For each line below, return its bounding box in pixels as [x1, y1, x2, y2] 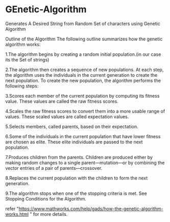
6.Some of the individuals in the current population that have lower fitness [5, 133, 161, 139]
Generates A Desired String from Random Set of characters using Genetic [5, 20, 161, 27]
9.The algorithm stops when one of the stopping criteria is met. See [5, 190, 147, 196]
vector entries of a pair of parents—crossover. [5, 165, 103, 171]
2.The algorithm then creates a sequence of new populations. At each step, [5, 66, 164, 73]
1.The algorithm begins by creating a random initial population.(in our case [5, 51, 161, 57]
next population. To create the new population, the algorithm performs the [5, 77, 161, 83]
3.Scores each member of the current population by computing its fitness [5, 93, 160, 99]
